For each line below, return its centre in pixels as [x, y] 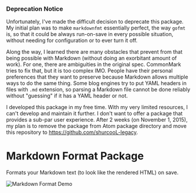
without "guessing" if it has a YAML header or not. [67, 96]
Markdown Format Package [75, 156]
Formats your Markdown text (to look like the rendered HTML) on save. [92, 172]
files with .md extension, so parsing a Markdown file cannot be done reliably [98, 90]
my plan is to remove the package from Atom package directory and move [97, 126]
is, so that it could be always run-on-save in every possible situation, [90, 34]
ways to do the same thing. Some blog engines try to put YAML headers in [97, 83]
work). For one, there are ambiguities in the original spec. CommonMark [94, 64]
